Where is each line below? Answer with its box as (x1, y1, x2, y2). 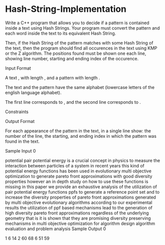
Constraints (5, 109, 29, 115)
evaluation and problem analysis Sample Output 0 (5, 226, 106, 232)
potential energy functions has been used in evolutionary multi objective (5, 168, 152, 174)
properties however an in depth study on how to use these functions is (5, 178, 149, 184)
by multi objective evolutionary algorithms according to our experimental (5, 199, 153, 205)
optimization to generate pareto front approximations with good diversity (5, 173, 153, 179)
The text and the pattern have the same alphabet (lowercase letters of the (5, 84, 155, 90)
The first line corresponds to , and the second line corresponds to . (5, 99, 141, 105)
